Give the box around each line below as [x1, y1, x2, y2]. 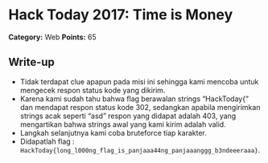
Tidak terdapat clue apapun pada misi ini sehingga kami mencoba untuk [19, 76, 259, 86]
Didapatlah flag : [19, 137, 75, 146]
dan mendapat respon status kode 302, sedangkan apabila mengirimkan [19, 102, 261, 112]
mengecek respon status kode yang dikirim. [19, 85, 166, 95]
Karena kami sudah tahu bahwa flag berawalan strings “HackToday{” [19, 94, 249, 104]
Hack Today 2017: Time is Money [8, 6, 233, 24]
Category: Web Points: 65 [8, 32, 97, 42]
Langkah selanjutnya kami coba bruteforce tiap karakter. [19, 128, 207, 137]
